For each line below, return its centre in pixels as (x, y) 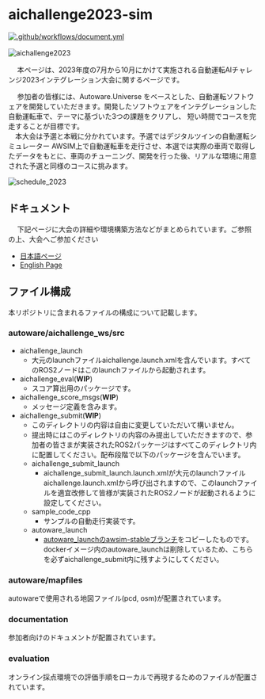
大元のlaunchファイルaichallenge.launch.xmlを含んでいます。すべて (141, 360)
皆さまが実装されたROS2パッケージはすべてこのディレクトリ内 (155, 445)
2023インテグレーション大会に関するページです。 (101, 79)
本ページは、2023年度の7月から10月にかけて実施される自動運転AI (125, 70)
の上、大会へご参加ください (53, 239)
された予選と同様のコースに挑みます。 (70, 166)
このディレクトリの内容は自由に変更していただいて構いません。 (135, 425)
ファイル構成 (40, 292)
